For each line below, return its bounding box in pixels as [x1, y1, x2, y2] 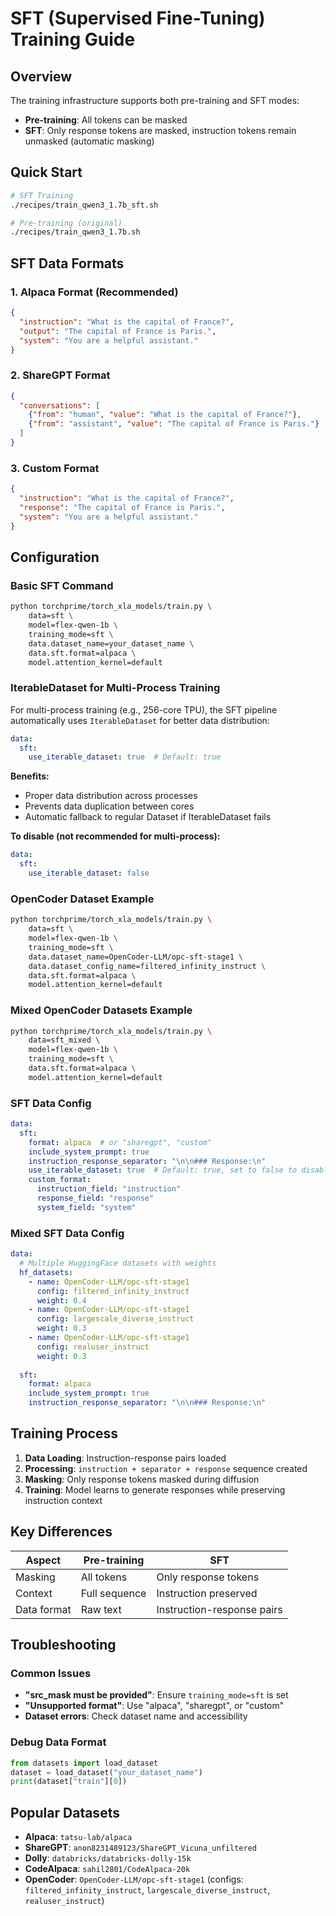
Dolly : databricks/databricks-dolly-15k [24, 1852, 192, 1864]
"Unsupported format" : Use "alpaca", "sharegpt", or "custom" [24, 1700, 285, 1712]
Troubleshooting [10, 1637, 117, 1654]
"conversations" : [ [19, 400, 101, 411]
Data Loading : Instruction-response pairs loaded [24, 1452, 227, 1464]
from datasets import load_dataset [10, 1758, 159, 1768]
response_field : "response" [36, 1193, 155, 1204]
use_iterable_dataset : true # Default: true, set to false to [28, 1165, 298, 1176]
